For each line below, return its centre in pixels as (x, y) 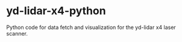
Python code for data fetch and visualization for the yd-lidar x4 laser (91, 27)
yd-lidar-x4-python (56, 11)
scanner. (17, 33)
